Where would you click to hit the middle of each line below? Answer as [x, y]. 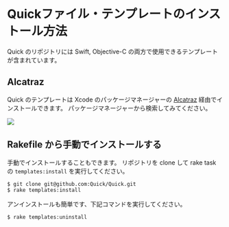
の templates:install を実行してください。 [68, 171]
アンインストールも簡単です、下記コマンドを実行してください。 [97, 204]
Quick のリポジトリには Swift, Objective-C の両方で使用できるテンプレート [112, 51]
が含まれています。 [34, 60]
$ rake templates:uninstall [47, 217]
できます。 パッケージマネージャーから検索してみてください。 [124, 108]
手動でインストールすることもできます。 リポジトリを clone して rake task [112, 163]
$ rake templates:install [44, 190]
